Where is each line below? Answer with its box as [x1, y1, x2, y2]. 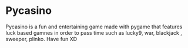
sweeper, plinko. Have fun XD [5, 35, 78, 42]
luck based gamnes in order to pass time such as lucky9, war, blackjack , [5, 29, 183, 36]
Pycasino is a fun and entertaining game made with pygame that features [5, 23, 183, 30]
